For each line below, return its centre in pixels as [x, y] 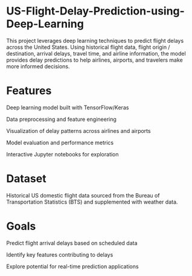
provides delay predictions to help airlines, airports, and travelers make [94, 60]
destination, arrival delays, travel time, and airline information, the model [96, 53]
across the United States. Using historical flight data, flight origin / [88, 47]
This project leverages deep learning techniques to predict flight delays [95, 40]
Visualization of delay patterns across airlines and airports [78, 130]
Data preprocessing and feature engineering [61, 119]
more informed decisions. [38, 66]
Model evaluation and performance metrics [60, 143]
